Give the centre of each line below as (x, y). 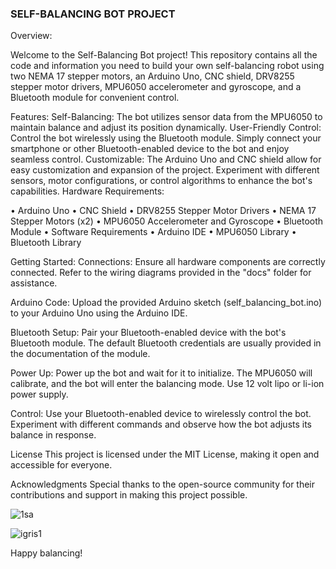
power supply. (39, 394)
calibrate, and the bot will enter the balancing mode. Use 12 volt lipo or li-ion (167, 384)
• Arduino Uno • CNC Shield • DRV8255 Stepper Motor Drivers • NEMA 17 (163, 211)
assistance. (34, 283)
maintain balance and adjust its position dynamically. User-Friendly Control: (166, 128)
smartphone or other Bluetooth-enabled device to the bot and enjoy (150, 149)
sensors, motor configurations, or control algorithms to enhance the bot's (161, 181)
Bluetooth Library (46, 243)
